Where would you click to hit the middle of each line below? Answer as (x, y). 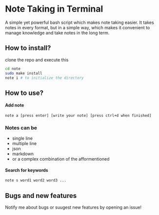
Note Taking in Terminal (54, 9)
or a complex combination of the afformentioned (61, 159)
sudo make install (24, 73)
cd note (13, 69)
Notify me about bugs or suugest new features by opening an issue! (73, 207)
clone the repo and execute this (37, 60)
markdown (23, 154)
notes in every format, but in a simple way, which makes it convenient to (78, 27)
